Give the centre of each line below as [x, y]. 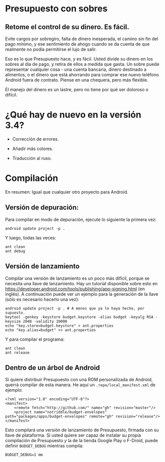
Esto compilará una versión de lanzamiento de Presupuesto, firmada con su [82, 430]
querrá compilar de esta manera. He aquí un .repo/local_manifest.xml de [80, 385]
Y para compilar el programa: [35, 339]
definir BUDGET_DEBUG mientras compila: [44, 446]
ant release [17, 353]
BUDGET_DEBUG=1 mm [24, 455]
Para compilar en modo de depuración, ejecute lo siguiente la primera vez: [81, 219]
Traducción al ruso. [32, 158]
